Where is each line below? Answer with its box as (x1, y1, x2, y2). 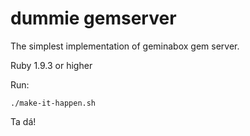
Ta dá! (10, 115, 37, 127)
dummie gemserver (10, 7, 177, 30)
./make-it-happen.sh (10, 98, 97, 108)
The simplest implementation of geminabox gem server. (10, 40, 240, 52)
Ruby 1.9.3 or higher (10, 59, 93, 71)
